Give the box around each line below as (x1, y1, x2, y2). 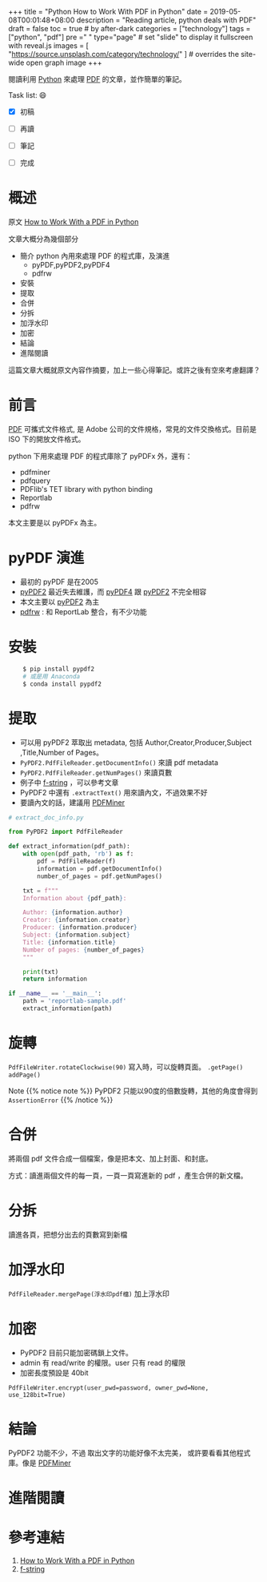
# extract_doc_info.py (8, 813, 84, 822)
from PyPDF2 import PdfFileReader (8, 828, 124, 836)
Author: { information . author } (22, 908, 124, 916)
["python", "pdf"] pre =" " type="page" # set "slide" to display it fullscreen (8, 32, 253, 42)
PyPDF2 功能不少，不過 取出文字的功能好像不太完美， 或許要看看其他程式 (8, 1447, 251, 1457)
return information (22, 975, 88, 984)
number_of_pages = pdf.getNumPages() (37, 872, 162, 880)
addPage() (8, 1071, 42, 1079)
